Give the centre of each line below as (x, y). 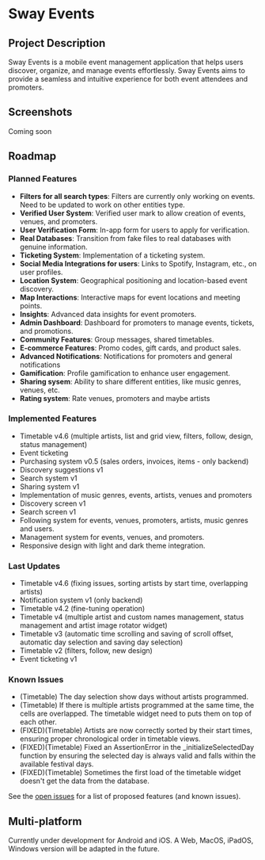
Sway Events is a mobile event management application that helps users (126, 62)
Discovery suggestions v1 (61, 469)
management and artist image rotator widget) (93, 625)
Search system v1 (48, 478)
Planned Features (43, 179)
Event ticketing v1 (48, 659)
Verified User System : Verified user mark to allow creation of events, (132, 213)
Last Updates (34, 566)
